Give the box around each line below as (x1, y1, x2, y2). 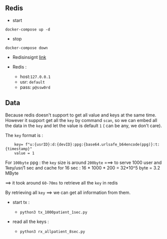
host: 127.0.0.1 (19, 73, 51, 79)
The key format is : (5, 132, 43, 138)
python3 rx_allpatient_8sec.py (19, 229, 85, 234)
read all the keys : (12, 218, 49, 224)
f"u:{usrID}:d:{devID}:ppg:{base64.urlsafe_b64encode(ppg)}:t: (25, 142, 160, 147)
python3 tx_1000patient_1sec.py (19, 209, 87, 214)
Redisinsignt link (12, 54, 46, 60)
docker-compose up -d (5, 27, 50, 32)
